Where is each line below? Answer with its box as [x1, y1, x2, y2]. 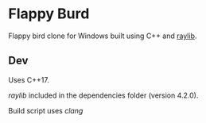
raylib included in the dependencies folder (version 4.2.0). [8, 90, 199, 100]
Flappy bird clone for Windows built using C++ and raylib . [8, 31, 197, 40]
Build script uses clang [8, 106, 84, 115]
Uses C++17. [8, 75, 49, 84]
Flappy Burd [8, 5, 90, 23]
